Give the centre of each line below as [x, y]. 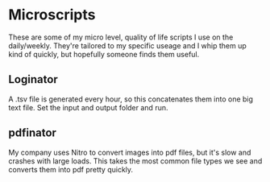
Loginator [33, 79]
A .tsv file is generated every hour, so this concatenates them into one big [131, 99]
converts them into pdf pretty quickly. [71, 169]
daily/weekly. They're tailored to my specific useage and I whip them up [128, 45]
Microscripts [52, 15]
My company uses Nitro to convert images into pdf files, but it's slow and [130, 152]
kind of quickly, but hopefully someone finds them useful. [104, 54]
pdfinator [32, 133]
